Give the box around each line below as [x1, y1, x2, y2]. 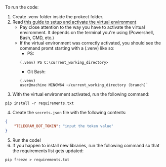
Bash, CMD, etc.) [19, 35, 54, 41]
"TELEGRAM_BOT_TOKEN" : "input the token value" [14, 124, 114, 128]
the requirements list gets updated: [12, 148, 84, 154]
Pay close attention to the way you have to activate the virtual [19, 24, 145, 30]
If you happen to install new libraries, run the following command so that [12, 142, 160, 148]
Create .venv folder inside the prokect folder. [12, 14, 104, 19]
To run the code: [5, 4, 39, 10]
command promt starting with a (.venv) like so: [19, 45, 115, 51]
